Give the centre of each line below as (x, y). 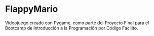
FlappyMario (32, 9)
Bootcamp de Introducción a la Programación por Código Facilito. (72, 28)
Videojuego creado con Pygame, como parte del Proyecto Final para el (77, 23)
